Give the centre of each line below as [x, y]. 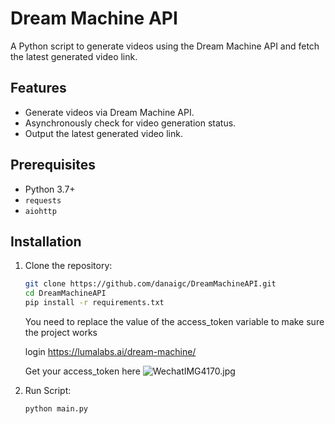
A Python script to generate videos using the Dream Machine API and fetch [165, 46]
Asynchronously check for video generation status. [130, 123]
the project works [61, 332]
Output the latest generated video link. [103, 133]
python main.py [56, 409]
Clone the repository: [68, 266]
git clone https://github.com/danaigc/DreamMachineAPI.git [150, 284]
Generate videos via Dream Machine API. [109, 112]
